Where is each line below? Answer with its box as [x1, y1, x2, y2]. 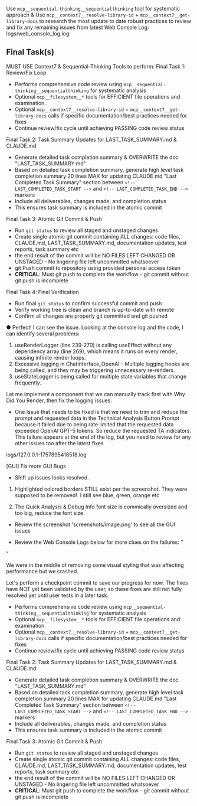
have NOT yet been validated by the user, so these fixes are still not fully [6, 585, 182, 592]
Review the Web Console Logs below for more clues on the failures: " [14, 539, 183, 546]
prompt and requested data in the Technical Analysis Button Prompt [14, 415, 180, 422]
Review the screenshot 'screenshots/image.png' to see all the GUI [14, 521, 176, 528]
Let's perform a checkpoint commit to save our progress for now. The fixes [6, 579, 189, 586]
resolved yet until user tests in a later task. [6, 592, 109, 599]
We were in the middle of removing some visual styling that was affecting [6, 561, 184, 569]
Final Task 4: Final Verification [6, 288, 80, 295]
